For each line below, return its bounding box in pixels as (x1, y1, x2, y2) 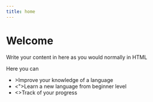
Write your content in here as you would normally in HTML (6, 54, 148, 61)
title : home (6, 8, 35, 15)
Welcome (6, 34, 54, 47)
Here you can (6, 65, 39, 72)
